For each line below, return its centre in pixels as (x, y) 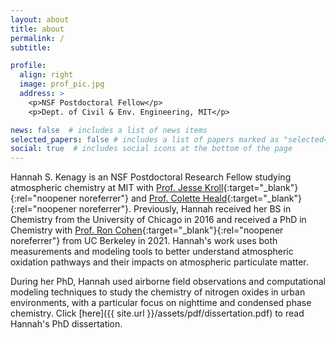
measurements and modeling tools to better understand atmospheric (152, 252)
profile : (28, 66)
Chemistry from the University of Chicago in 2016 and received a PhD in (158, 220)
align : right (46, 75)
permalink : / (37, 38)
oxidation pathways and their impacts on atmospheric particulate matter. (159, 262)
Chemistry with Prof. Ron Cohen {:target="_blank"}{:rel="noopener (147, 230)
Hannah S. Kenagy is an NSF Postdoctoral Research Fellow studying (151, 177)
